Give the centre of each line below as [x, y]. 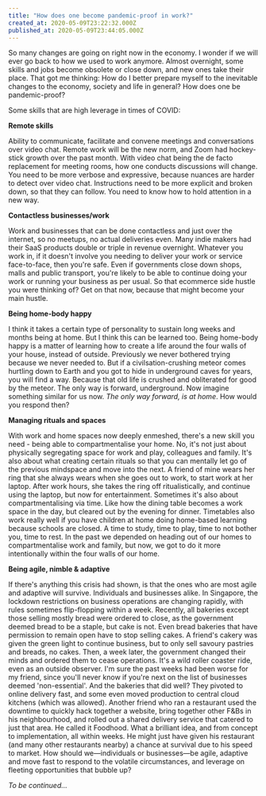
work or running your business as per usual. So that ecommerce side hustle [132, 282]
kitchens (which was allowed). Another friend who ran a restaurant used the [132, 702]
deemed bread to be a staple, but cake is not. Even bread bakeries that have [133, 627]
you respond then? [39, 405]
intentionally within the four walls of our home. [84, 554]
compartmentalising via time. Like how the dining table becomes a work [126, 503]
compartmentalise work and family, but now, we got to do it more [114, 545]
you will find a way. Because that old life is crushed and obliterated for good [132, 380]
